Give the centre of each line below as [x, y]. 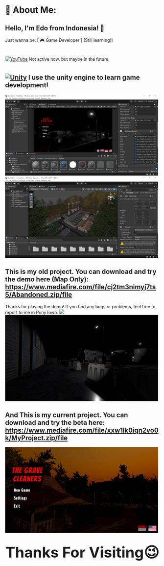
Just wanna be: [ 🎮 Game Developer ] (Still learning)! [59, 40]
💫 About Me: [31, 10]
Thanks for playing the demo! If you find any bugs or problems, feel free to [80, 306]
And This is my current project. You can [67, 415]
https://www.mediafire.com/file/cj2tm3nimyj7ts [81, 287]
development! [27, 85]
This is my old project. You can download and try [81, 272]
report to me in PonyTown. [32, 312]
